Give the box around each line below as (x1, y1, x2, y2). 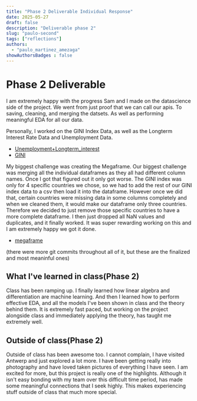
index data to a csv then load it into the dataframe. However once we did (6, 188, 183, 195)
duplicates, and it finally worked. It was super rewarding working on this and (6, 219, 192, 226)
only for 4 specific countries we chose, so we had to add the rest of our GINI (6, 181, 192, 188)
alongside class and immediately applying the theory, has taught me (6, 312, 172, 319)
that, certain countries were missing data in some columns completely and (6, 194, 187, 201)
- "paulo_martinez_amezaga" (11, 47, 81, 53)
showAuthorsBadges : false (6, 52, 73, 58)
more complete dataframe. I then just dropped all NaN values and (6, 213, 165, 220)
